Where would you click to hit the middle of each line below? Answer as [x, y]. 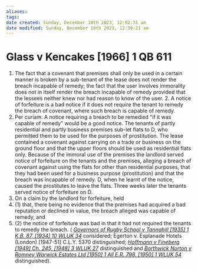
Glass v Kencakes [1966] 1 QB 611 [89, 57]
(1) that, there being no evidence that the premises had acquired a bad [100, 205]
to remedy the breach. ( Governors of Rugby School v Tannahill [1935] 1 [102, 229]
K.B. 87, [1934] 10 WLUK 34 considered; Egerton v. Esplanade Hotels [98, 236]
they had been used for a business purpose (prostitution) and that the [99, 174]
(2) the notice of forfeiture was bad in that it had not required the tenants [103, 224]
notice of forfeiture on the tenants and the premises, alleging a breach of [103, 161]
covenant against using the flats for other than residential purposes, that [102, 167]
